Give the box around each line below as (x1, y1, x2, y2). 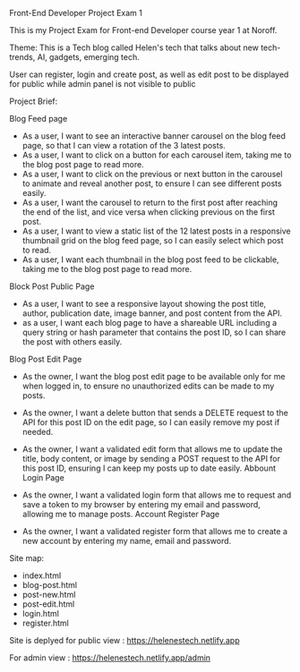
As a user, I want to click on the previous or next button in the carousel (21, 169, 283, 179)
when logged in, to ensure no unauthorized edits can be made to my (21, 380, 275, 391)
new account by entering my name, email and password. (21, 536, 232, 546)
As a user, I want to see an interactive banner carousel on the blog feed (21, 131, 287, 141)
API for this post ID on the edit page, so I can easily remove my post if (21, 417, 280, 428)
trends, (9, 52, 36, 62)
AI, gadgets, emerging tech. (37, 52, 141, 62)
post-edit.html (21, 599, 75, 609)
